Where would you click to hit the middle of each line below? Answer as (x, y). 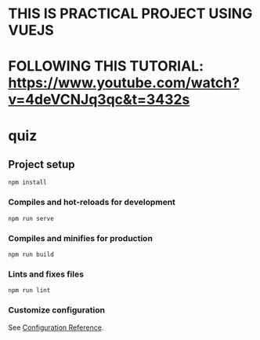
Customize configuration (57, 310)
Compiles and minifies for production (80, 238)
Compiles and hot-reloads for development (92, 203)
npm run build (31, 254)
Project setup (42, 165)
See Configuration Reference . (56, 327)
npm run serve (31, 218)
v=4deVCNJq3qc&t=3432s (99, 100)
